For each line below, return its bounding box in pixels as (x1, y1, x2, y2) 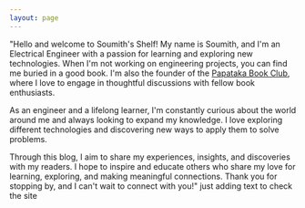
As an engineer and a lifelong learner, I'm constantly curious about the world (9, 104, 297, 115)
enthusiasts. (9, 87, 56, 98)
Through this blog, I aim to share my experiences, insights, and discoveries (9, 151, 291, 162)
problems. (9, 133, 47, 144)
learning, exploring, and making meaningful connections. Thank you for (9, 171, 278, 182)
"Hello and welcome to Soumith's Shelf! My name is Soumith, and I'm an (9, 38, 280, 49)
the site (9, 190, 38, 201)
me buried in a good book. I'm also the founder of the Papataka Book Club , (9, 68, 290, 78)
